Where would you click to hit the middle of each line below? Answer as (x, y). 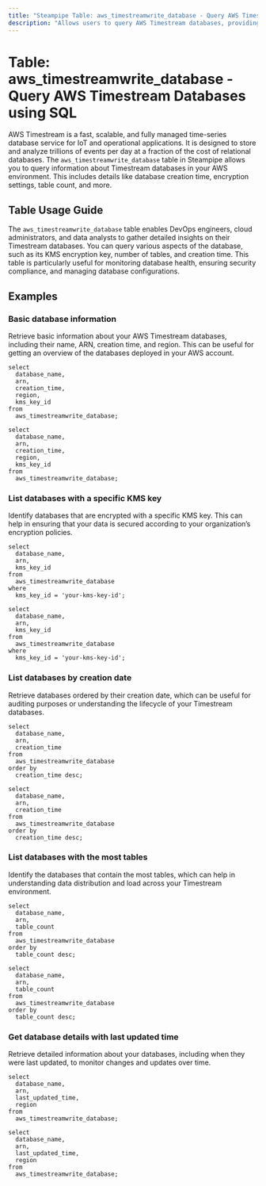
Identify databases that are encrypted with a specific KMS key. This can (125, 515)
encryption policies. (40, 533)
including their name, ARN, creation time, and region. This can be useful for (131, 344)
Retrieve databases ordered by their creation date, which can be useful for (129, 695)
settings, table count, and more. (60, 185)
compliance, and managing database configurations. (94, 271)
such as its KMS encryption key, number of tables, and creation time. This (129, 254)
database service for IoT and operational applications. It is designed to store (132, 143)
